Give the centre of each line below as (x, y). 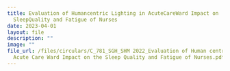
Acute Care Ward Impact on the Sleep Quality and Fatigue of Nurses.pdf (119, 57)
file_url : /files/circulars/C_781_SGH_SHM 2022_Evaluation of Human (107, 51)
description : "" (30, 39)
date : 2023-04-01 (32, 26)
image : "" (21, 45)
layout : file (26, 32)
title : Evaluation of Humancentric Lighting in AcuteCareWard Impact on (113, 13)
